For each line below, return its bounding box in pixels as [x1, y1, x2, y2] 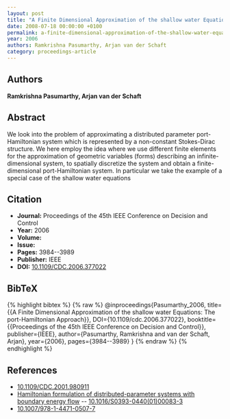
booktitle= [187, 315, 216, 324]
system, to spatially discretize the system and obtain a [42, 159, 196, 167]
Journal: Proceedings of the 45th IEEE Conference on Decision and [16, 212, 208, 220]
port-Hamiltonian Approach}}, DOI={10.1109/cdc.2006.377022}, [7, 315, 186, 324]
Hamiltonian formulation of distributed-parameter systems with [16, 390, 195, 398]
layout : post [7, 10, 44, 17]
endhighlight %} [7, 344, 53, 353]
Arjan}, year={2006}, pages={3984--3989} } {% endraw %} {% [7, 337, 188, 346]
